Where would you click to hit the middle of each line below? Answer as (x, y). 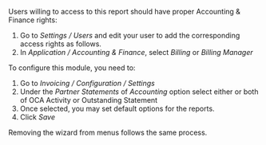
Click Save (38, 117)
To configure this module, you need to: (72, 68)
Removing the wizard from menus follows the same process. (108, 132)
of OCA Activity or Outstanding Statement (89, 100)
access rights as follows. (61, 44)
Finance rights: (33, 20)
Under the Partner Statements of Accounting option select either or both (139, 92)
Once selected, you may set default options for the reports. (117, 108)
